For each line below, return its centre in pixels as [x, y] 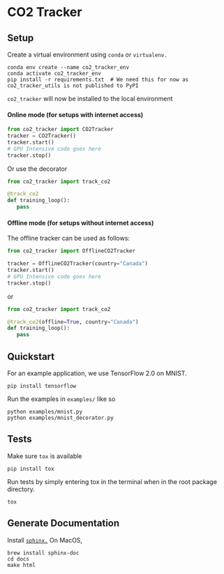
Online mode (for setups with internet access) [75, 114]
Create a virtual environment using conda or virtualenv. [87, 54]
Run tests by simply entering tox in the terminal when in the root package [112, 481]
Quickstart [31, 356]
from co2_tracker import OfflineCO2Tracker [72, 251]
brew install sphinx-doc [43, 553]
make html [22, 565]
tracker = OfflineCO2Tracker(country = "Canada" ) [78, 264]
